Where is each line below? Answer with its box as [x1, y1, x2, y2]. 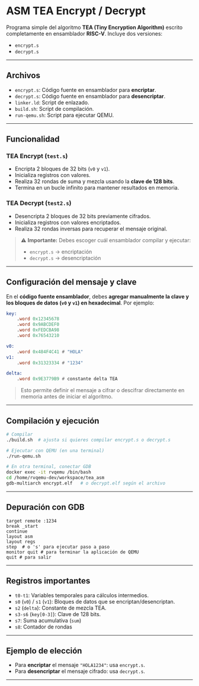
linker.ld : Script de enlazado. [14, 99, 90, 106]
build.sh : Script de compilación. [14, 105, 94, 112]
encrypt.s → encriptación [29, 248, 92, 255]
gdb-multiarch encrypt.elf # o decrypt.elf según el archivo [6, 480, 166, 486]
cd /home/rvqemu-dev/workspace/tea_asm [6, 475, 105, 481]
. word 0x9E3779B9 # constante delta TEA [17, 376, 118, 382]
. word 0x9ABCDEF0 [17, 322, 60, 328]
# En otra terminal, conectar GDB [6, 464, 92, 470]
